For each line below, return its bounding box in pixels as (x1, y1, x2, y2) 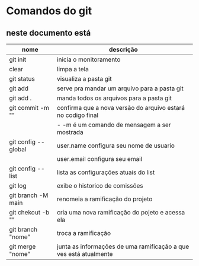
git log (9, 182, 27, 189)
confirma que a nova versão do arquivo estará (57, 104, 185, 112)
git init (9, 55, 27, 64)
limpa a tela (57, 65, 89, 73)
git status (9, 75, 36, 83)
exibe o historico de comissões (57, 182, 143, 189)
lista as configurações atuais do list (57, 168, 155, 176)
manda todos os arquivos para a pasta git (57, 94, 172, 102)
